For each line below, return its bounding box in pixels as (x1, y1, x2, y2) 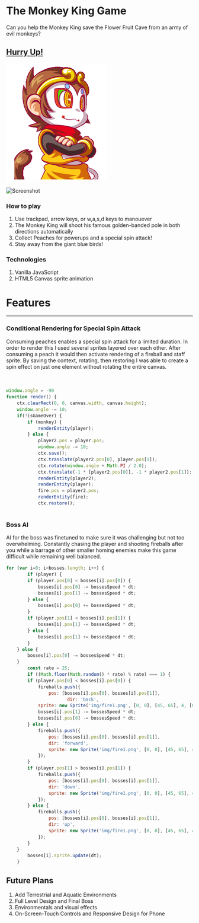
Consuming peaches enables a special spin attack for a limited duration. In (6, 338, 188, 345)
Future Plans (6, 876, 54, 886)
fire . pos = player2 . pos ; (37, 488, 99, 494)
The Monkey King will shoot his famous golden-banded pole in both (14, 222, 181, 229)
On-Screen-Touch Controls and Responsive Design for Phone (14, 910, 165, 917)
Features (6, 296, 51, 309)
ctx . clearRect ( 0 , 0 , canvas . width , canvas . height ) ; (17, 400, 147, 407)
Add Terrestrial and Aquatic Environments (14, 891, 117, 898)
